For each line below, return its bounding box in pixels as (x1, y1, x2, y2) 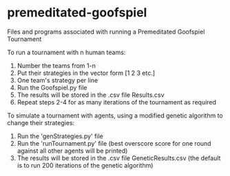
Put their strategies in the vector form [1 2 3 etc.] (17, 69, 156, 77)
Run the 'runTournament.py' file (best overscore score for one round (17, 139, 211, 147)
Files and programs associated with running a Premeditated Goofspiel (7, 27, 205, 36)
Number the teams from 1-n (17, 61, 96, 69)
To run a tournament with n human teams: (7, 48, 126, 56)
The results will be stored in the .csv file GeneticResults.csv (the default (17, 153, 221, 162)
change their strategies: (7, 118, 74, 126)
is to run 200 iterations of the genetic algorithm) (17, 161, 154, 169)
